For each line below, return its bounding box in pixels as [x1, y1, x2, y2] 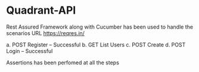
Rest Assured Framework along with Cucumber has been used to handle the [6, 23, 194, 30]
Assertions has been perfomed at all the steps [6, 59, 119, 66]
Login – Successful [6, 47, 53, 54]
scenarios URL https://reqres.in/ [6, 29, 85, 36]
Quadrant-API [6, 4, 76, 17]
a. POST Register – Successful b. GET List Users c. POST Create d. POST [6, 41, 186, 48]
